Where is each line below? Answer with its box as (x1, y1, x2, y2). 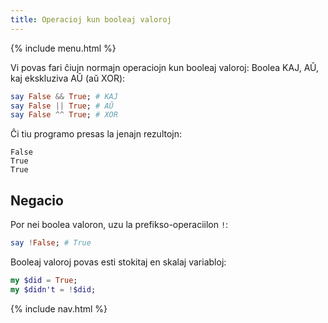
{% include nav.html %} (10, 302, 108, 315)
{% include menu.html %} (10, 42, 117, 54)
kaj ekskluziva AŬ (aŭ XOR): (10, 72, 126, 84)
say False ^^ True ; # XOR (10, 110, 118, 120)
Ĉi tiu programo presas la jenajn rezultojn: (10, 128, 183, 140)
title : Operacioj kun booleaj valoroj (10, 14, 172, 25)
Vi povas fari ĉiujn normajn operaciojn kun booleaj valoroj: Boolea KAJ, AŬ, (10, 61, 320, 73)
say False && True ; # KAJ (10, 91, 118, 101)
